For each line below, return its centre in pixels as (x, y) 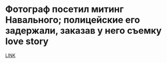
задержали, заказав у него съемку (83, 31)
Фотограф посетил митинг (64, 9)
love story (27, 42)
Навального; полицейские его (73, 20)
